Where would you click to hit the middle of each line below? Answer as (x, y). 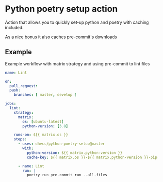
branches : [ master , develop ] (45, 95)
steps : (20, 139)
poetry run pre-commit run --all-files (67, 175)
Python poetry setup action (61, 9)
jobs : (10, 104)
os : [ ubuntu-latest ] (43, 121)
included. (14, 27)
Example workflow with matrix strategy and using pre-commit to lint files (78, 63)
